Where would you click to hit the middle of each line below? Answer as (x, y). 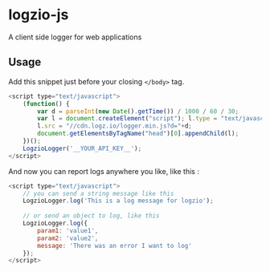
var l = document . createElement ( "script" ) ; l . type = (127, 119)
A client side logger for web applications (75, 37)
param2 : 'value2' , (68, 238)
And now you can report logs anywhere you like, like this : (104, 171)
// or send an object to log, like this (91, 216)
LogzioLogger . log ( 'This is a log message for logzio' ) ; (119, 201)
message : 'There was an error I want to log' (115, 246)
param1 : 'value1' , (68, 230)
